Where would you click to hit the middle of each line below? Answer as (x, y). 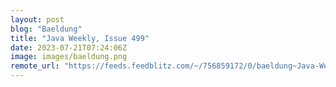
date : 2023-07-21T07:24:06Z (69, 47)
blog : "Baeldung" (46, 29)
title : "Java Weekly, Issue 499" (80, 38)
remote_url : (35, 66)
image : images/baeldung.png (69, 57)
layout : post (37, 19)
